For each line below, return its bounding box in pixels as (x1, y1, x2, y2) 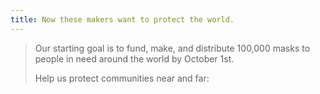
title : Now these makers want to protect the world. (10, 14, 235, 25)
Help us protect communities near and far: (34, 72, 210, 84)
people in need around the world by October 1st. (34, 52, 235, 65)
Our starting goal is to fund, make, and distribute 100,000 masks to (34, 42, 311, 54)
